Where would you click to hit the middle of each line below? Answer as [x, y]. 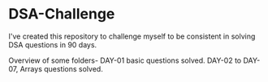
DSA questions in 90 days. [53, 44]
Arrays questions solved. [61, 68]
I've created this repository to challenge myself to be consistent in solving [132, 36]
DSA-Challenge [62, 14]
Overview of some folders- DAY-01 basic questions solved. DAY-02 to [125, 60]
